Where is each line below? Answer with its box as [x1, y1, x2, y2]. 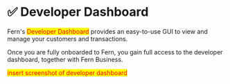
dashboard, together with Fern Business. [7, 55, 123, 63]
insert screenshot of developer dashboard [7, 68, 127, 76]
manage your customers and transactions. [7, 34, 128, 43]
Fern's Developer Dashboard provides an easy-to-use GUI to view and [7, 27, 208, 35]
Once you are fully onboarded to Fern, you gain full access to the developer [7, 48, 223, 56]
